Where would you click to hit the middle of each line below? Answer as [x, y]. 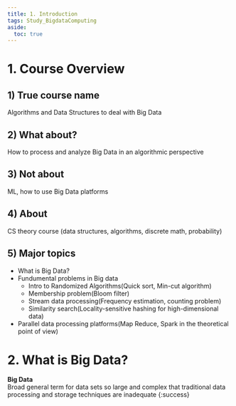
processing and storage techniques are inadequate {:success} [98, 395]
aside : [17, 27]
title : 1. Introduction [43, 14]
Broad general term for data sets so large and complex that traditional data [117, 387]
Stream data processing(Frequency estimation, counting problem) [125, 301]
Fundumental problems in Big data [68, 278]
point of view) [38, 331]
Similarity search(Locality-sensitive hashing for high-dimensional [123, 308]
